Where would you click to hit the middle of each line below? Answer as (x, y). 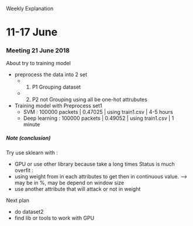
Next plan (18, 200)
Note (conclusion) (28, 138)
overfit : (24, 170)
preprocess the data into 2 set (51, 75)
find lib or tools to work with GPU (54, 218)
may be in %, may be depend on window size (69, 183)
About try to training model (39, 63)
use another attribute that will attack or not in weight (77, 189)
